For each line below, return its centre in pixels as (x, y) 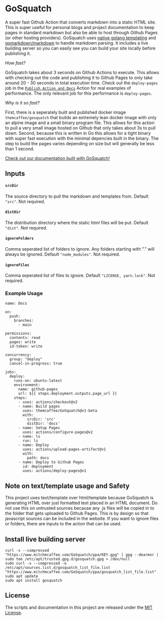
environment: (27, 385)
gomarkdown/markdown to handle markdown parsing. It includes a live (77, 43)
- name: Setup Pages (39, 428)
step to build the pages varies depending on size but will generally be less (80, 143)
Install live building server (45, 539)
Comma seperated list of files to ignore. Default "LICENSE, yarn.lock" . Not (80, 276)
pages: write (23, 342)
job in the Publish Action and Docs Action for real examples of (68, 88)
